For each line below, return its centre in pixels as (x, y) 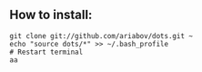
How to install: (51, 15)
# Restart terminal (46, 52)
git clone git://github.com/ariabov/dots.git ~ (101, 36)
